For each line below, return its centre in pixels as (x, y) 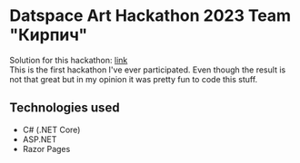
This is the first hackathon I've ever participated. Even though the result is (148, 70)
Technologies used (65, 108)
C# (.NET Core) (51, 129)
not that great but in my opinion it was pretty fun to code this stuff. (134, 79)
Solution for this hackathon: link (69, 60)
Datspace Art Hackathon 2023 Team (150, 16)
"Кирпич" (49, 35)
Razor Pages (46, 149)
